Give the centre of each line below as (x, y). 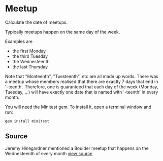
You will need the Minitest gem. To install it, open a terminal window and (78, 107)
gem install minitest (27, 121)
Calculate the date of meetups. (36, 22)
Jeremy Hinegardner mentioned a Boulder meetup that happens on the (77, 148)
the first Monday (29, 51)
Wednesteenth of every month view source (49, 153)
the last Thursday (30, 67)
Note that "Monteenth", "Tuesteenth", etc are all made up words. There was (82, 76)
